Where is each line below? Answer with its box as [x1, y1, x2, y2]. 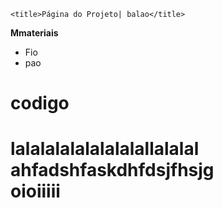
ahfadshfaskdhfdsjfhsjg [10, 159, 215, 182]
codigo [10, 92, 70, 115]
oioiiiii [10, 180, 61, 203]
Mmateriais [10, 27, 59, 39]
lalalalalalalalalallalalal [10, 138, 200, 160]
